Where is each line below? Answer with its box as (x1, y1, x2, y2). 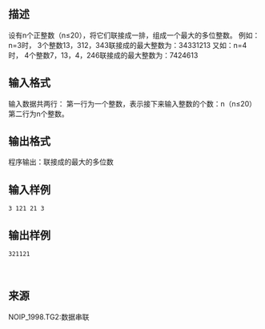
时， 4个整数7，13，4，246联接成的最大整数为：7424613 (8, 50, 199, 60)
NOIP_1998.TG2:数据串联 (8, 311, 90, 322)
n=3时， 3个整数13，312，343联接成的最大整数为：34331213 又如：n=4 (8, 40, 247, 50)
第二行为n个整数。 (8, 109, 70, 118)
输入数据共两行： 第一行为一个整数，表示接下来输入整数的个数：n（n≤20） (8, 98, 257, 108)
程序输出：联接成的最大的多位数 (8, 157, 114, 167)
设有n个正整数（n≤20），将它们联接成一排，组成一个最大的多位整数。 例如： (8, 30, 260, 40)
